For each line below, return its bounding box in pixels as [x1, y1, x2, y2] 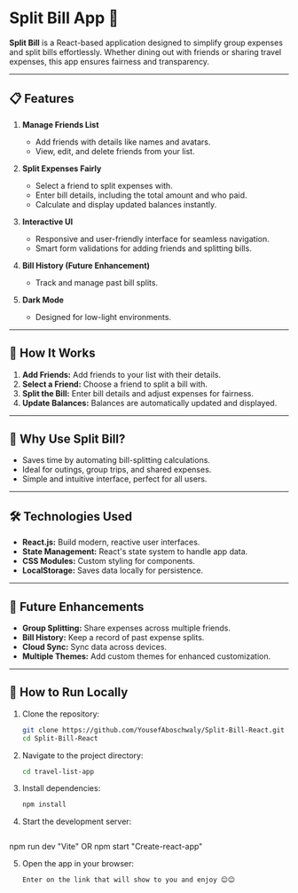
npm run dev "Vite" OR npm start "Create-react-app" [9, 842, 203, 852]
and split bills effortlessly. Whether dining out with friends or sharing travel [9, 46, 282, 57]
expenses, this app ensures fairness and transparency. [9, 56, 210, 67]
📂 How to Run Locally [9, 685, 129, 700]
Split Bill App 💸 [9, 8, 120, 28]
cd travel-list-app [21, 767, 95, 776]
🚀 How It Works [9, 346, 96, 361]
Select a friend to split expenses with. [35, 180, 173, 191]
